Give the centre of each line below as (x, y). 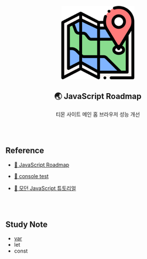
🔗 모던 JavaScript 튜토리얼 (45, 188)
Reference (25, 151)
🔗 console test (31, 176)
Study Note (27, 225)
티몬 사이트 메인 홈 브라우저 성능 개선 (98, 114)
